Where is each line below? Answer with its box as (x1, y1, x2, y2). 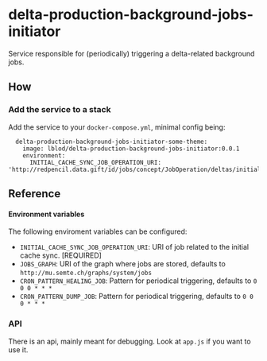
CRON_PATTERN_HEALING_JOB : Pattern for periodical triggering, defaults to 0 (19, 276, 257, 285)
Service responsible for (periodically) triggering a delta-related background (8, 49, 255, 58)
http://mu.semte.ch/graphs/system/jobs (19, 269, 153, 278)
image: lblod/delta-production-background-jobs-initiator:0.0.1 (22, 145, 240, 153)
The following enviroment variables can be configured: (8, 227, 188, 236)
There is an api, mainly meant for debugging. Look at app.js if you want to (8, 336, 252, 346)
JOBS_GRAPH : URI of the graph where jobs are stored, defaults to (19, 259, 226, 269)
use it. (8, 344, 29, 355)
